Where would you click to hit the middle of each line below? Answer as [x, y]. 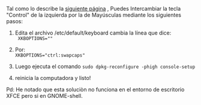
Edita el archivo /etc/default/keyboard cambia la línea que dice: [93, 33]
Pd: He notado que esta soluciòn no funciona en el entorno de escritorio [95, 89]
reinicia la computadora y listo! [53, 78]
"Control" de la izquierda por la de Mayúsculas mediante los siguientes [94, 15]
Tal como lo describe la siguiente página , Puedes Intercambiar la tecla [94, 9]
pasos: [14, 21]
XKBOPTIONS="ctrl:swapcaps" [50, 55]
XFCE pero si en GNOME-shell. [44, 96]
